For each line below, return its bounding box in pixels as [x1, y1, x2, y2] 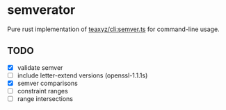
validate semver [17, 63, 63, 71]
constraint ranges [17, 86, 68, 95]
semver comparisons [17, 79, 78, 87]
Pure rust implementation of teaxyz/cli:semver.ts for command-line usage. [7, 25, 220, 33]
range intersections [17, 95, 73, 102]
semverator [7, 2, 76, 18]
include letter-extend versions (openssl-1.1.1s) [17, 71, 148, 80]
